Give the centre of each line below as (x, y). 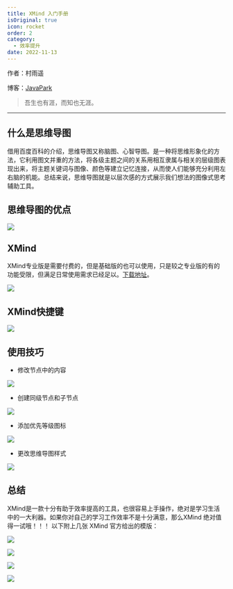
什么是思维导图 (39, 133)
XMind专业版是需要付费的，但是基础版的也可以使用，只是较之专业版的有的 (114, 266)
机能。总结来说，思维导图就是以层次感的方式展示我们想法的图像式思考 (126, 177)
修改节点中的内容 (42, 370)
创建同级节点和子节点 (48, 397)
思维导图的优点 (39, 210)
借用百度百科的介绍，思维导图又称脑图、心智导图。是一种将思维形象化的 (110, 151)
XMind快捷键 (36, 312)
